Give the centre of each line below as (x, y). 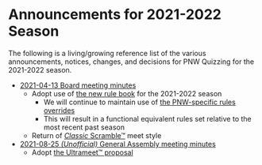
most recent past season (84, 127)
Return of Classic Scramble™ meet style (96, 135)
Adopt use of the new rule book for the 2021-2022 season (127, 93)
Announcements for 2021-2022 (115, 15)
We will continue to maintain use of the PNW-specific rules (139, 102)
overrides (59, 110)
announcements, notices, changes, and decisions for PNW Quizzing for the (131, 62)
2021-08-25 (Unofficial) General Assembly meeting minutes (118, 144)
